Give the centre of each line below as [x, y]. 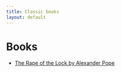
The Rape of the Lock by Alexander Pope [65, 63]
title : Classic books [33, 12]
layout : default [26, 17]
